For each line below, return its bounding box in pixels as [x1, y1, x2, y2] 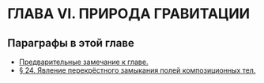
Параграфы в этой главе [7, 36, 135, 50]
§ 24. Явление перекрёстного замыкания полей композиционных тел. [18, 66, 256, 75]
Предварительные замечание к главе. [18, 57, 149, 66]
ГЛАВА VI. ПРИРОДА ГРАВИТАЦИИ [7, 5, 251, 23]
